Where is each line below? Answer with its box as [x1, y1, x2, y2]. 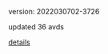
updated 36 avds [8, 22, 64, 31]
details [8, 37, 30, 47]
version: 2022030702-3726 [8, 7, 100, 16]
